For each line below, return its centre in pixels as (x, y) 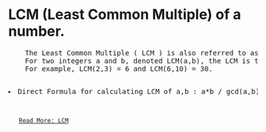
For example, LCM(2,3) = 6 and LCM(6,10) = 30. (119, 68)
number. (36, 31)
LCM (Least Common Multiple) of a (125, 15)
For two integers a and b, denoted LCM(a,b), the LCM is (138, 60)
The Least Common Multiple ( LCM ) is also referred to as (142, 53)
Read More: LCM (44, 120)
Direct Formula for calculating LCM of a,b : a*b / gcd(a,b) (139, 91)
